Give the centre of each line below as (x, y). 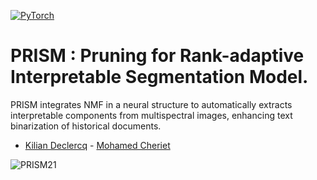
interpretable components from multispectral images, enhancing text (151, 115)
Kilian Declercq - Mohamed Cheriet (97, 145)
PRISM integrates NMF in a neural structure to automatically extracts (151, 104)
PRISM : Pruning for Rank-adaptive (157, 56)
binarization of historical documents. (86, 126)
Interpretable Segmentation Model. (159, 77)
